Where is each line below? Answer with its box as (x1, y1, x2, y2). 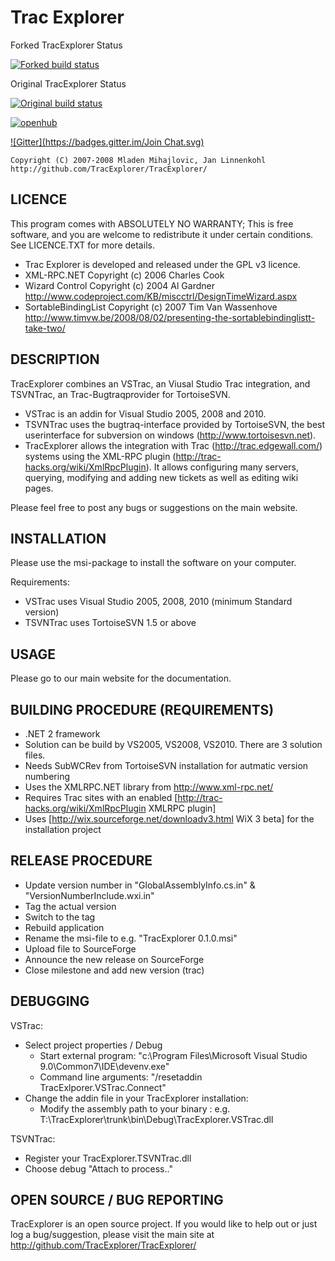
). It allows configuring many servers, (145, 461, 300, 473)
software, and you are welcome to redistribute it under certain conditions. (10, 228, 314, 240)
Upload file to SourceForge (24, 942, 137, 955)
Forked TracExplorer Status (10, 39, 123, 51)
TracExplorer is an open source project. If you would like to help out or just (10, 1218, 318, 1230)
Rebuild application (24, 921, 105, 933)
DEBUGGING (10, 993, 90, 1010)
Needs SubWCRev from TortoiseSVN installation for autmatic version (24, 760, 309, 771)
